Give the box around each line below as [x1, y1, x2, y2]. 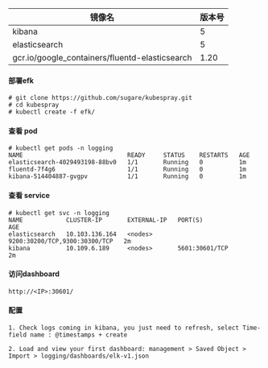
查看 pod [8, 126, 38, 135]
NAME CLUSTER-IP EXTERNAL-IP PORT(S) [8, 216, 204, 224]
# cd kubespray [8, 101, 60, 110]
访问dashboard [8, 269, 60, 279]
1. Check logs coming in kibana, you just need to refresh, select [8, 324, 240, 333]
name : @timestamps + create [29, 331, 128, 339]
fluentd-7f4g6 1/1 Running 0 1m [8, 165, 247, 174]
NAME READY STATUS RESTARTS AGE [8, 151, 250, 159]
